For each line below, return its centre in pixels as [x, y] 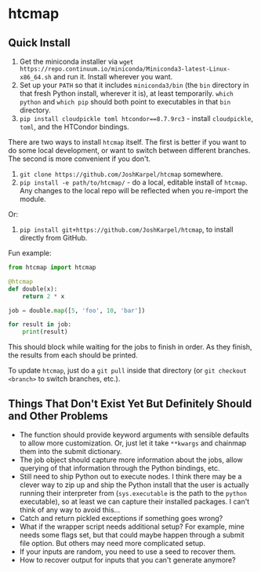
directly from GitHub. [53, 238]
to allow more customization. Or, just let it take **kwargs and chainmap [133, 443]
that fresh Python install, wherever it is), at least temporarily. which [126, 93]
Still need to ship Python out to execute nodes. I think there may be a [130, 476]
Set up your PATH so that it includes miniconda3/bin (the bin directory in [134, 85]
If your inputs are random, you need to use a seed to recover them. [128, 552]
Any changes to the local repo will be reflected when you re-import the [134, 191]
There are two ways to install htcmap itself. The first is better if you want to [127, 142]
